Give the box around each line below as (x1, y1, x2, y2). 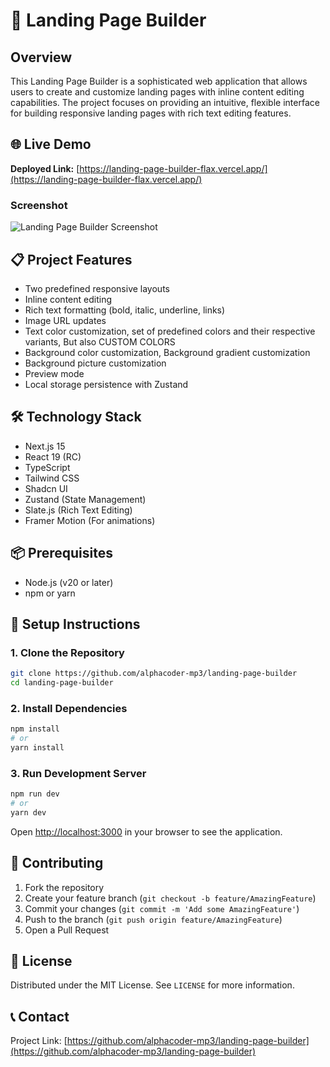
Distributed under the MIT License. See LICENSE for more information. (10, 979, 295, 991)
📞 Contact (10, 1008, 70, 1025)
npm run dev (10, 789, 60, 799)
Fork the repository (24, 881, 105, 893)
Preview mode (24, 367, 85, 379)
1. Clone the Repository (10, 645, 125, 659)
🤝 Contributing (10, 855, 104, 872)
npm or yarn (24, 587, 76, 599)
